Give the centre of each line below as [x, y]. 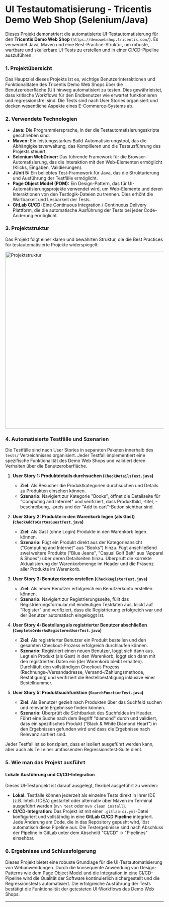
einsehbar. [23, 838]
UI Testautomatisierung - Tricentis [78, 9]
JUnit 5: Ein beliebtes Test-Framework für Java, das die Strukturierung [86, 172]
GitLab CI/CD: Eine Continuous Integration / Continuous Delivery [79, 205]
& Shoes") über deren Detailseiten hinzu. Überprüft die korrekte [86, 559]
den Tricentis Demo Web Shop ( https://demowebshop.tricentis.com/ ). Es [82, 39]
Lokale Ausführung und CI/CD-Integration [50, 774]
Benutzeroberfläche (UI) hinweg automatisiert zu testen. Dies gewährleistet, [84, 90]
